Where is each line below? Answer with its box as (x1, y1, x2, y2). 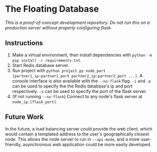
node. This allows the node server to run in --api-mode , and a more (5, 136, 140, 142)
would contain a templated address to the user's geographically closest (5, 131, 149, 137)
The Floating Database (5, 3, 99, 15)
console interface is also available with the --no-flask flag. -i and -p (12, 78, 151, 84)
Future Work (5, 113, 44, 121)
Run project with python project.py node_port (12, 67, 106, 73)
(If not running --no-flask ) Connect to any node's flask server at (12, 93, 143, 99)
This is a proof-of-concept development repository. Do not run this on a (5, 20, 150, 25)
